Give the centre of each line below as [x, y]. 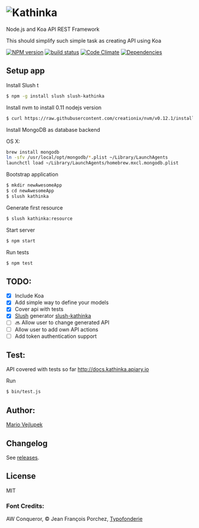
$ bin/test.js [24, 392]
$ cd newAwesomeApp [30, 191]
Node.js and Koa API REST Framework [53, 29]
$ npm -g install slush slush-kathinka [55, 96]
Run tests [18, 252]
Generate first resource [35, 207]
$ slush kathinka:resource [39, 219]
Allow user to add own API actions [57, 329]
